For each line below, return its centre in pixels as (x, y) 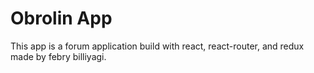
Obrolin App (61, 18)
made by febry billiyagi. (58, 56)
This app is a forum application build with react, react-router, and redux (157, 46)
